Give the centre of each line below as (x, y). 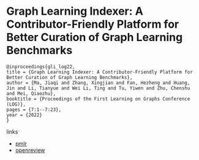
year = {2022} (24, 115)
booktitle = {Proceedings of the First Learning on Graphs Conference (98, 99)
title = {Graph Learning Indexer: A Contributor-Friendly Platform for (99, 72)
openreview (30, 150)
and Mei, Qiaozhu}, (31, 93)
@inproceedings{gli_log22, (41, 67)
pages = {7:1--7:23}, (34, 109)
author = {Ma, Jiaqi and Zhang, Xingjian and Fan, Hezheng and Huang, (98, 83)
